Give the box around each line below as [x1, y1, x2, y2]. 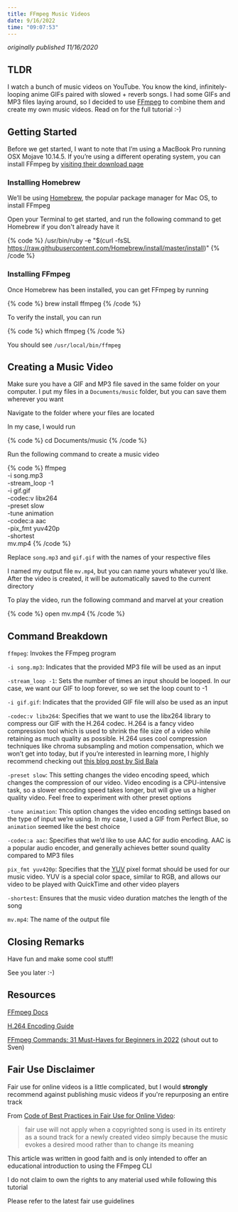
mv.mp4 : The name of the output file [7, 915, 110, 924]
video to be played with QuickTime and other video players [7, 880, 180, 889]
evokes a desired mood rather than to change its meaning [24, 1140, 194, 1149]
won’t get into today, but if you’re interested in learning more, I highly [7, 749, 210, 758]
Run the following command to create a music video [7, 450, 160, 458]
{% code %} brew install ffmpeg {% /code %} [7, 299, 141, 308]
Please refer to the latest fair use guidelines [7, 1196, 135, 1205]
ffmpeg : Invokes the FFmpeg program [7, 649, 117, 658]
